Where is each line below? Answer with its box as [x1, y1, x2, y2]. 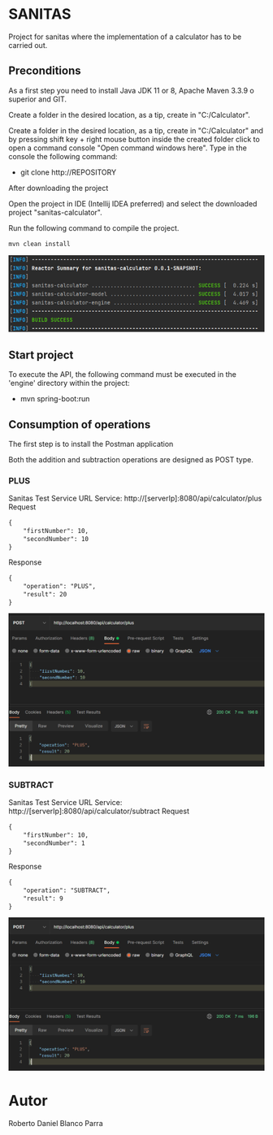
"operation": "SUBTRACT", [23, 886, 111, 895]
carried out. [8, 40, 48, 50]
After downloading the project [8, 183, 109, 193]
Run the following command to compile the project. [8, 223, 180, 232]
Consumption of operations [8, 418, 151, 431]
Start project [8, 348, 74, 362]
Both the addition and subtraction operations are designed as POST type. [8, 454, 253, 464]
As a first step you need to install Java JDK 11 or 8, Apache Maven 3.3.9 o [8, 85, 254, 95]
